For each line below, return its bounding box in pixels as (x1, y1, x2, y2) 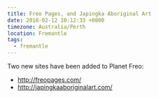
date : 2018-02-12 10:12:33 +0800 (7, 17, 105, 24)
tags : (7, 36, 23, 43)
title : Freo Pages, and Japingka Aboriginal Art (7, 10, 152, 17)
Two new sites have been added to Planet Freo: (7, 62, 144, 70)
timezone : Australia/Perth (7, 23, 86, 30)
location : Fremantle (7, 29, 68, 37)
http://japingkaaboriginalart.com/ (17, 83, 113, 91)
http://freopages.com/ (17, 76, 82, 84)
